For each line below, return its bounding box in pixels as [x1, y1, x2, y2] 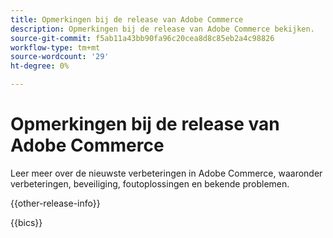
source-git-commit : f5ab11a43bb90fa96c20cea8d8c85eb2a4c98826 [10, 33, 275, 43]
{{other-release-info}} [10, 197, 101, 209]
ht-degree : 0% [10, 61, 70, 71]
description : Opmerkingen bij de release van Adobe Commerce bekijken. [10, 24, 315, 34]
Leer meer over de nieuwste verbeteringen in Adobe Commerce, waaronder [10, 167, 323, 179]
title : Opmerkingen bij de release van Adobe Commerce [10, 14, 244, 25]
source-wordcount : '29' [10, 52, 110, 62]
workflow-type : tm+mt [10, 42, 101, 53]
